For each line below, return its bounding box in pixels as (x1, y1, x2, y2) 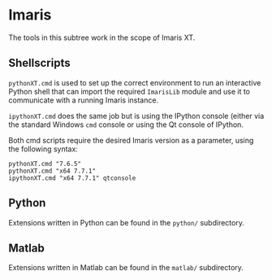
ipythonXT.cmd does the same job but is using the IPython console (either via (8, 111, 265, 120)
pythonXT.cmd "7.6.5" (8, 160, 82, 168)
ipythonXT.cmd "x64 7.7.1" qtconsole (8, 173, 136, 182)
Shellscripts (8, 56, 71, 70)
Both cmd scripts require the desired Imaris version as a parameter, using (8, 135, 254, 145)
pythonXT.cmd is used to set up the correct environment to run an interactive (8, 77, 261, 87)
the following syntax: (8, 144, 79, 154)
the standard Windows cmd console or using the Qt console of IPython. (8, 120, 244, 129)
